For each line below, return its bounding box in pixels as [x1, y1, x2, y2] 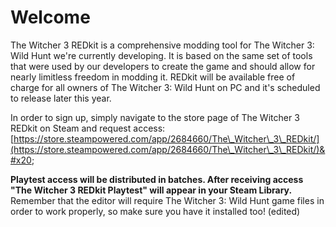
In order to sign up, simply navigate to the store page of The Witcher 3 [10, 111, 300, 123]
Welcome [10, 6, 91, 29]
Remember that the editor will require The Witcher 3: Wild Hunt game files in [10, 194, 325, 206]
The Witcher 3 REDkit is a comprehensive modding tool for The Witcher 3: [10, 39, 315, 51]
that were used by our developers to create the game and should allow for [10, 60, 316, 72]
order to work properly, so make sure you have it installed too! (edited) [10, 205, 301, 217]
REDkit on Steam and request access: [10, 122, 166, 134]
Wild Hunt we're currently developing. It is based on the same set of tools [10, 49, 313, 61]
